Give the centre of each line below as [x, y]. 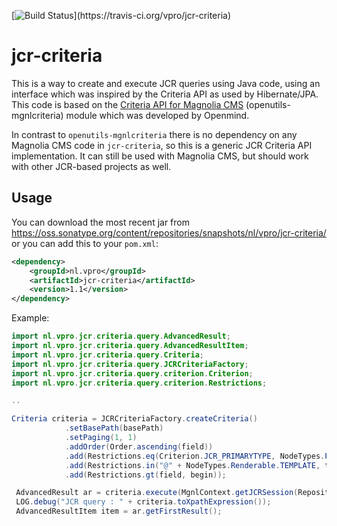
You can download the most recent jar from [100, 222]
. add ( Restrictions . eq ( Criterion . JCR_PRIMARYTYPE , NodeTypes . [195, 456]
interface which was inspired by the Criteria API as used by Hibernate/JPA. [165, 94]
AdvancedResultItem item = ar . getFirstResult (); [119, 511]
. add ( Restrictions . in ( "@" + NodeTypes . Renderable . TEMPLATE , [192, 465]
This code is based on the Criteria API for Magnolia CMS [127, 104]
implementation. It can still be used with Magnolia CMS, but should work [160, 156]
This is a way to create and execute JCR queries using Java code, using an [166, 83]
